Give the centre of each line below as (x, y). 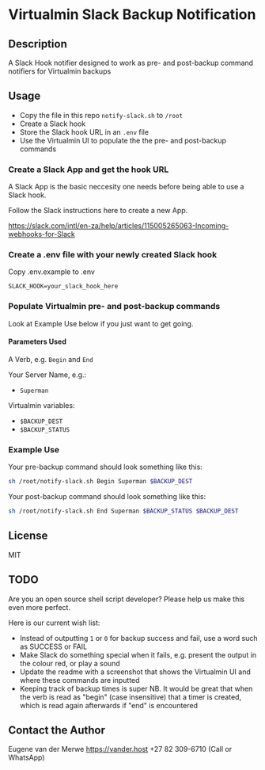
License (28, 536)
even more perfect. (40, 607)
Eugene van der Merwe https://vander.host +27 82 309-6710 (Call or (120, 749)
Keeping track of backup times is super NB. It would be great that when (136, 688)
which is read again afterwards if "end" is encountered (109, 705)
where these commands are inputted (79, 680)
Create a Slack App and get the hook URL (89, 170)
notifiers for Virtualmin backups (60, 71)
